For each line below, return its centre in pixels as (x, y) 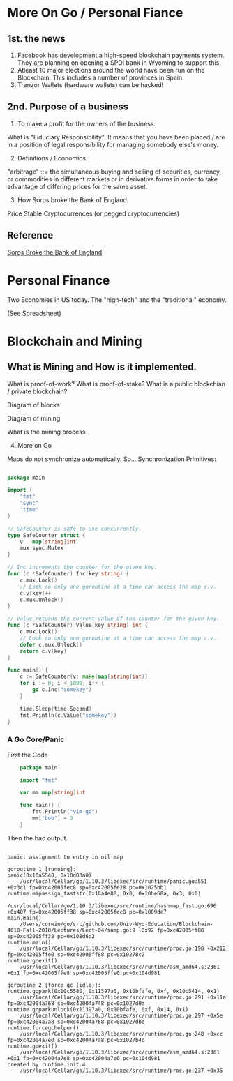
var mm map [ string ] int (53, 793)
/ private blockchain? (37, 391)
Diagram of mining (34, 418)
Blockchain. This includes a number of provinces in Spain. (100, 77)
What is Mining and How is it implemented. (102, 367)
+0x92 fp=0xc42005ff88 (171, 930)
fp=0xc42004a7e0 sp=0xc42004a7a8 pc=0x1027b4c (76, 1040)
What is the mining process (46, 432)
